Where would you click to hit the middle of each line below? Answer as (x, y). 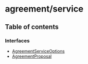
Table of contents (32, 27)
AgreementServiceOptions (38, 51)
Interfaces (17, 41)
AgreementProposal (32, 56)
